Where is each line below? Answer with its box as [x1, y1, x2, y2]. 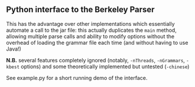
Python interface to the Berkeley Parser [6, 5, 155, 15]
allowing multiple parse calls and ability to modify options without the [6, 32, 175, 40]
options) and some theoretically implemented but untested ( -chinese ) [20, 63, 190, 70]
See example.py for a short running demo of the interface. [6, 74, 148, 81]
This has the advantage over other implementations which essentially [6, 20, 175, 27]
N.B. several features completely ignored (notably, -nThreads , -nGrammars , [6, 56, 185, 63]
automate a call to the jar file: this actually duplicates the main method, [6, 26, 177, 34]
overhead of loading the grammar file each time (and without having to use [6, 39, 188, 46]
